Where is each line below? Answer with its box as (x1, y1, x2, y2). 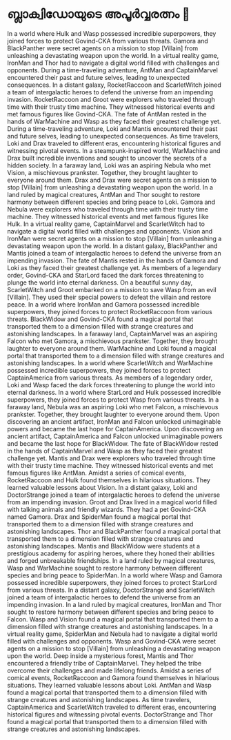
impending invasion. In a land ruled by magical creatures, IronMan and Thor (7, 600, 222, 608)
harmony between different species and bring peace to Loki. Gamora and (7, 198, 216, 206)
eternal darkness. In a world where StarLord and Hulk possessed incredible (7, 388, 221, 396)
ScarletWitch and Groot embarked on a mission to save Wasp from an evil (7, 285, 217, 294)
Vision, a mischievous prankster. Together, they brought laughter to (7, 168, 199, 176)
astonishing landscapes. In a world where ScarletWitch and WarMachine (7, 358, 213, 367)
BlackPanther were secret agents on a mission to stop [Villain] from (7, 44, 199, 52)
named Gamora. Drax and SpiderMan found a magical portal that (7, 513, 191, 521)
